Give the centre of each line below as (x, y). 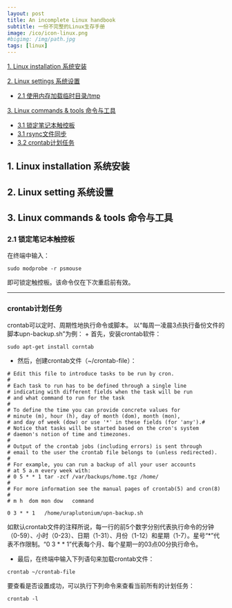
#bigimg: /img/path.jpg (41, 39)
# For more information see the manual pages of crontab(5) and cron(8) (114, 489)
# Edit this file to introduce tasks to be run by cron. (91, 374)
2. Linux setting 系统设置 (60, 192)
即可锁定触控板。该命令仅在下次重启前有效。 (71, 283)
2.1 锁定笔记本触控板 (41, 240)
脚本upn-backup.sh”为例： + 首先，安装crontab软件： (84, 334)
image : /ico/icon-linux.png (48, 33)
